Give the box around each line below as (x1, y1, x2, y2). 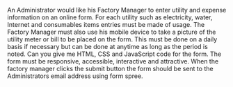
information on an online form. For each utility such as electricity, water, (7, 13, 213, 21)
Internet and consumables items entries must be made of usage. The (7, 21, 205, 28)
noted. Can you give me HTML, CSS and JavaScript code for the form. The (7, 50, 222, 58)
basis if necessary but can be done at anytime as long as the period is (7, 43, 209, 50)
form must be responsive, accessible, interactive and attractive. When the (7, 57, 219, 65)
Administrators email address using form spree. (7, 72, 144, 80)
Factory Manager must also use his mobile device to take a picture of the (7, 28, 216, 36)
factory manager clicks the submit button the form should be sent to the (7, 65, 214, 72)
